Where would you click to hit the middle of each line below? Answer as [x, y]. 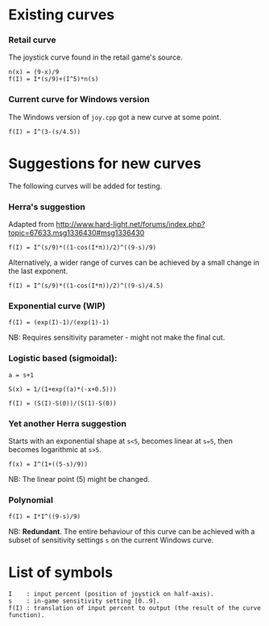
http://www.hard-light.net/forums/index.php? [130, 224]
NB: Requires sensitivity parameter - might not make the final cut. [117, 338]
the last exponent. [38, 271]
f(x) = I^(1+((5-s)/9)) [48, 464]
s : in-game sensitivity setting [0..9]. [84, 601]
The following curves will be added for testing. [85, 186]
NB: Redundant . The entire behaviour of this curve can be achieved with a [132, 532]
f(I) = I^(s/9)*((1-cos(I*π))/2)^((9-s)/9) [83, 248]
